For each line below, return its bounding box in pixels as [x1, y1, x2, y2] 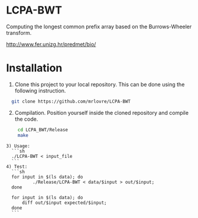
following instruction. [14, 87, 66, 94]
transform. [6, 29, 32, 36]
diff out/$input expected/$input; [21, 200, 108, 206]
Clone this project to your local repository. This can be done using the [14, 81, 185, 88]
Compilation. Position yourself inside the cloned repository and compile [14, 109, 189, 116]
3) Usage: [6, 143, 31, 149]
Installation [6, 61, 63, 75]
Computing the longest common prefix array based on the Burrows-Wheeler [6, 23, 192, 30]
